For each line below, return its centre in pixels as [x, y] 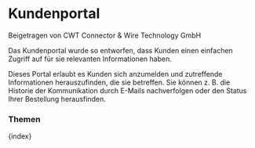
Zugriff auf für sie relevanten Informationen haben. [90, 59]
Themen [24, 119]
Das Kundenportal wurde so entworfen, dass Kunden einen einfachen [120, 50]
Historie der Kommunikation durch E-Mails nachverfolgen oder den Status [127, 90]
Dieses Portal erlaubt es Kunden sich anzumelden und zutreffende [115, 74]
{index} [20, 136]
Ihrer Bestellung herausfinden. [57, 99]
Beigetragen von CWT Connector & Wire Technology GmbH [105, 35]
